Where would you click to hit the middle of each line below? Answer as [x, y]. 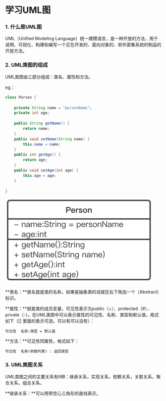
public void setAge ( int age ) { [46, 171]
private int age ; [32, 113]
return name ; [36, 129]
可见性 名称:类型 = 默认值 [30, 331]
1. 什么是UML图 [24, 27]
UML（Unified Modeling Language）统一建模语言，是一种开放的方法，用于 [82, 39]
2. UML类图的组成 [27, 65]
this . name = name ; [42, 144]
